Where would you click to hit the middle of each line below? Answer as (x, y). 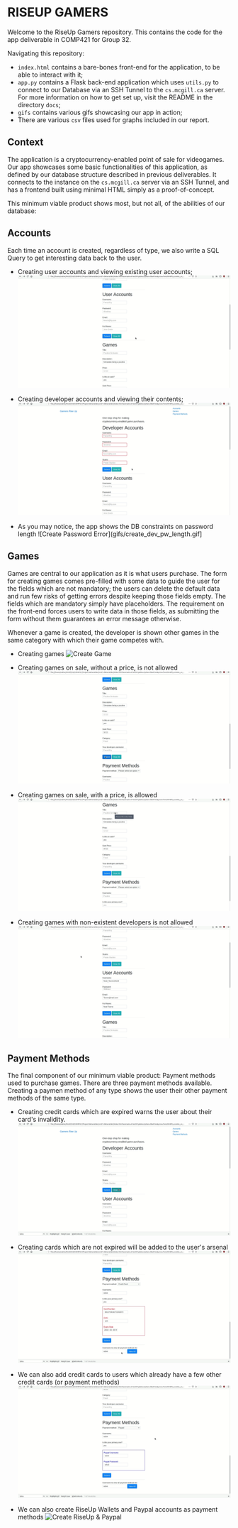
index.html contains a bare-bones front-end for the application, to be (119, 67)
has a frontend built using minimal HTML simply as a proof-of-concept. (111, 190)
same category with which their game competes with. (86, 640)
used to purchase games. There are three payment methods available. (110, 1083)
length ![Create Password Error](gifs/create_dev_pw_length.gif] (110, 534)
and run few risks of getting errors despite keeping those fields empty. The (117, 596)
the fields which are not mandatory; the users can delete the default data (114, 588)
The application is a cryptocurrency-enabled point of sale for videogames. (116, 159)
